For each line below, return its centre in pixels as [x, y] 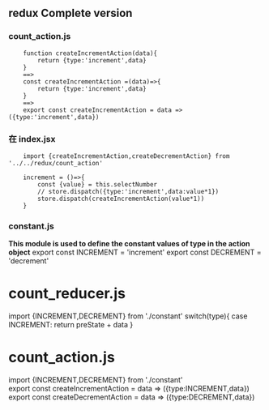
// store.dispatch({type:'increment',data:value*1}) [128, 191]
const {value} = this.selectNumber [98, 184]
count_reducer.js [67, 294]
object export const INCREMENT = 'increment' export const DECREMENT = [135, 252]
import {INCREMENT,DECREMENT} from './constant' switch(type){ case [128, 316]
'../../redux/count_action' [56, 163]
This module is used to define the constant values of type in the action [129, 244]
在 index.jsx [32, 139]
